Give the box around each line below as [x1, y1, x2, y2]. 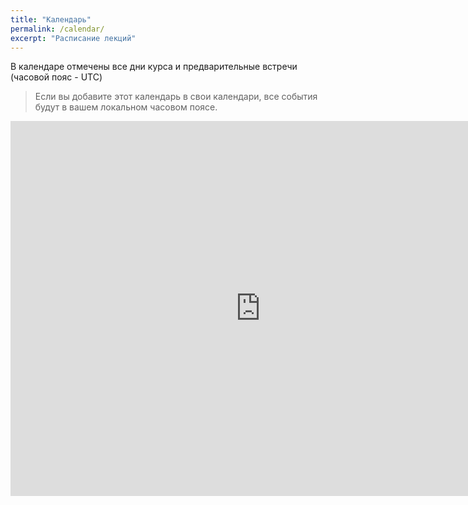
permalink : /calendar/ [10, 24, 105, 34]
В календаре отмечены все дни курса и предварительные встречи [10, 61, 298, 73]
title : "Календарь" [10, 14, 92, 25]
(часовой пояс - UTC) [10, 71, 103, 83]
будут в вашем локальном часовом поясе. [34, 101, 218, 113]
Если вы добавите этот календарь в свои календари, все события [34, 91, 318, 103]
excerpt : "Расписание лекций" [10, 33, 137, 43]
